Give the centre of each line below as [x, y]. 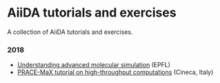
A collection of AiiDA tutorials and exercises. [70, 32]
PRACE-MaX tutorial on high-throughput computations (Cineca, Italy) [115, 72]
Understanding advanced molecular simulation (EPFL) [94, 65]
